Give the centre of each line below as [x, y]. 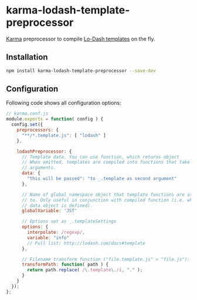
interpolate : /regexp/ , [56, 232]
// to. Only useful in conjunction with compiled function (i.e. [103, 200]
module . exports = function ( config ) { [55, 119]
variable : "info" [48, 237]
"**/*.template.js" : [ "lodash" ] [64, 135]
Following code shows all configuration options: [64, 103]
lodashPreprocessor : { [44, 151]
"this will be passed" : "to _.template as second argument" [102, 179]
